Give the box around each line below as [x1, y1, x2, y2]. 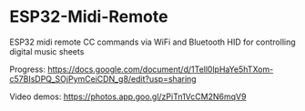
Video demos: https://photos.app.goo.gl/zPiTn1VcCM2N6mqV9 [9, 91, 247, 102]
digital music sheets [9, 45, 85, 56]
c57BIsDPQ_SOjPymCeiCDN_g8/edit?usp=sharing [9, 73, 198, 84]
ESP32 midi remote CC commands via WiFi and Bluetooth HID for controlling [9, 36, 296, 47]
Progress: [9, 64, 46, 75]
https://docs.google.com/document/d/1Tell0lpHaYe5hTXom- [46, 64, 274, 75]
